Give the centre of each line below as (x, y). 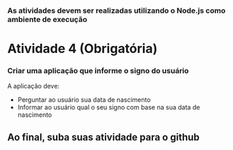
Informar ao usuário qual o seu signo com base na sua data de (109, 108)
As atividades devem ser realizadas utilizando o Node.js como (116, 11)
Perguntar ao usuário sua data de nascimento (84, 100)
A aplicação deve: (34, 86)
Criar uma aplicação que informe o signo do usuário (98, 71)
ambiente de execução (47, 19)
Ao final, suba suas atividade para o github (103, 137)
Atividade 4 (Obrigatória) (83, 49)
